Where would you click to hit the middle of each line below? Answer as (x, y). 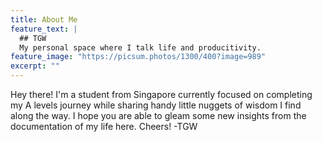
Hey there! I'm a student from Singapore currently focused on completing (161, 94)
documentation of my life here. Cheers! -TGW (104, 126)
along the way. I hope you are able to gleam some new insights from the (158, 115)
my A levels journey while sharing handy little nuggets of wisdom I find (156, 105)
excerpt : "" (35, 66)
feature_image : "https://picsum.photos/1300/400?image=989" (138, 57)
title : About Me (44, 19)
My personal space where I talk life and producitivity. (140, 47)
